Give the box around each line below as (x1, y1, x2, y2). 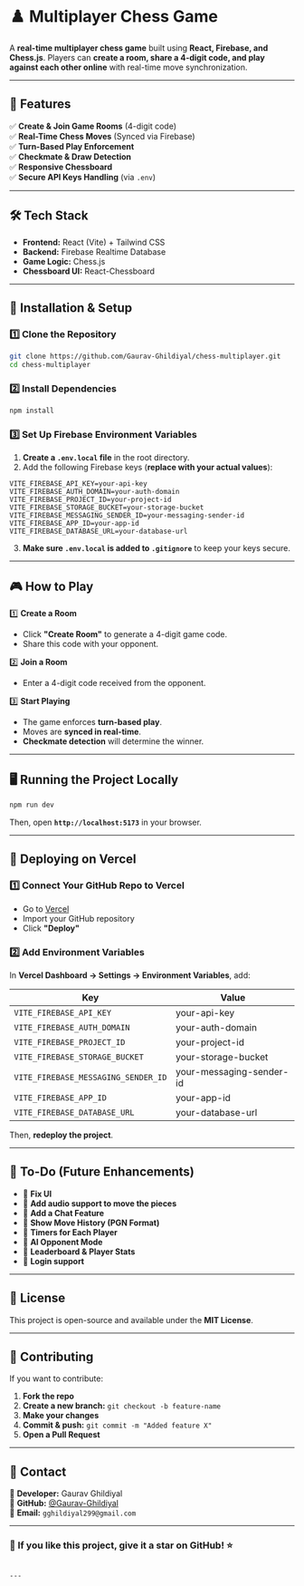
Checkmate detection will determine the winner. (22, 736, 204, 747)
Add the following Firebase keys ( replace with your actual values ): (22, 462, 273, 473)
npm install (9, 406, 54, 416)
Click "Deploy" (22, 923, 80, 933)
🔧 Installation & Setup (9, 300, 133, 315)
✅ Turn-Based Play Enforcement (9, 140, 135, 151)
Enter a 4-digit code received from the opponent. (22, 678, 206, 689)
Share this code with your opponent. (22, 639, 159, 650)
